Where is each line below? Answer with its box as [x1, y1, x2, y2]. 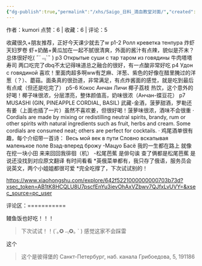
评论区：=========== [6, 202, 66, 209]
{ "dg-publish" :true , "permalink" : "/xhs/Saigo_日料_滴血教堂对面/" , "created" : [6, 8, 197, 15]
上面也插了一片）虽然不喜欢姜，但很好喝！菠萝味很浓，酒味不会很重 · [22, 107, 194, 114]
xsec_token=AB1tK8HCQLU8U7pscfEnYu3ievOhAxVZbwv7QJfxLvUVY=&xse [6, 183, 196, 190]
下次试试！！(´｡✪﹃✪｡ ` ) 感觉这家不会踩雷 [21, 227, 127, 235]
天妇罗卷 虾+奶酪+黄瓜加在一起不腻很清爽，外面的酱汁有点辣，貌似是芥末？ [6, 46, 195, 54]
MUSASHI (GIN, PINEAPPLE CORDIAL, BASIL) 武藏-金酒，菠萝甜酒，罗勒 [6, 99, 187, 106]
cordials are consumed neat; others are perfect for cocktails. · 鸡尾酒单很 [6, 127, 188, 134]
